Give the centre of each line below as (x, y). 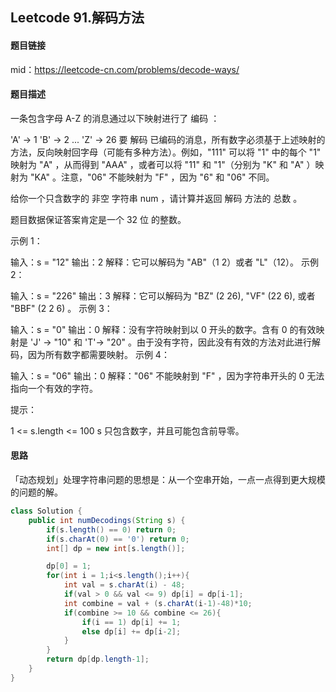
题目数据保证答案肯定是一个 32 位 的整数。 (98, 219)
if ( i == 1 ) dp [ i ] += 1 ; (131, 622)
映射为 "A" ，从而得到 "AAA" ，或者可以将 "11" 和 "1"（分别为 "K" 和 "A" (157, 164)
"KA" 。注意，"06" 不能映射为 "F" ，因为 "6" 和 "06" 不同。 (152, 177)
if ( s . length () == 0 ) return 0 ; (111, 529)
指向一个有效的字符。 (54, 388)
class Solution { (46, 511)
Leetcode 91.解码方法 (77, 18)
